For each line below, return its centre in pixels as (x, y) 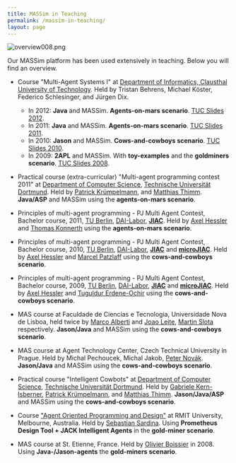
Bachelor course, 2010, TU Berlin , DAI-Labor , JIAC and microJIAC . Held (122, 250)
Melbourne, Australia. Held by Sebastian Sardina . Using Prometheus (117, 423)
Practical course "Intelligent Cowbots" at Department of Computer (114, 380)
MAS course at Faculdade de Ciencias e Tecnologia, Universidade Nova (122, 315)
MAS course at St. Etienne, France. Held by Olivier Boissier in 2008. (116, 444)
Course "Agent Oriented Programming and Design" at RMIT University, (120, 416)
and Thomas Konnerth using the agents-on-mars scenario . (105, 228)
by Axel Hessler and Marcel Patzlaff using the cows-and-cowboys (115, 257)
